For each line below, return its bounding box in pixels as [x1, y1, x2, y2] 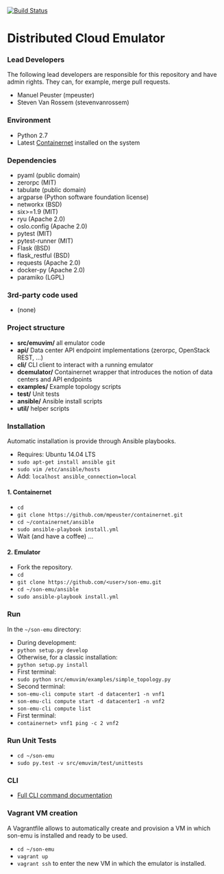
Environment [7, 115, 51, 125]
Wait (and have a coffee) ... [16, 532, 94, 541]
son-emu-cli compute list [16, 705, 91, 712]
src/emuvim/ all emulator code [16, 338, 105, 346]
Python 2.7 [16, 131, 48, 139]
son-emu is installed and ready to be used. [7, 831, 128, 840]
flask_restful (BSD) [16, 251, 71, 260]
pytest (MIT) [16, 230, 53, 238]
